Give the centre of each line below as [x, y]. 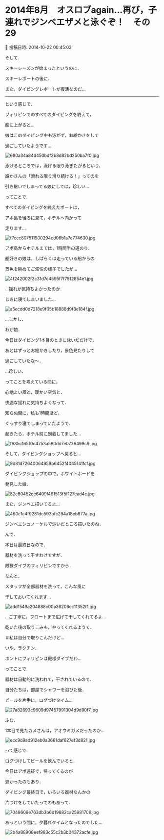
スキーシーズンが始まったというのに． [43, 68]
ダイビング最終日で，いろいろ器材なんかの [48, 792]
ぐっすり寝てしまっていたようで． [39, 423]
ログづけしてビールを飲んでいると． [41, 761]
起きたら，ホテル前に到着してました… [43, 433]
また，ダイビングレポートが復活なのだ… [45, 89]
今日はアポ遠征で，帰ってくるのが [39, 771]
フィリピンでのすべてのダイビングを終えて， [50, 114]
